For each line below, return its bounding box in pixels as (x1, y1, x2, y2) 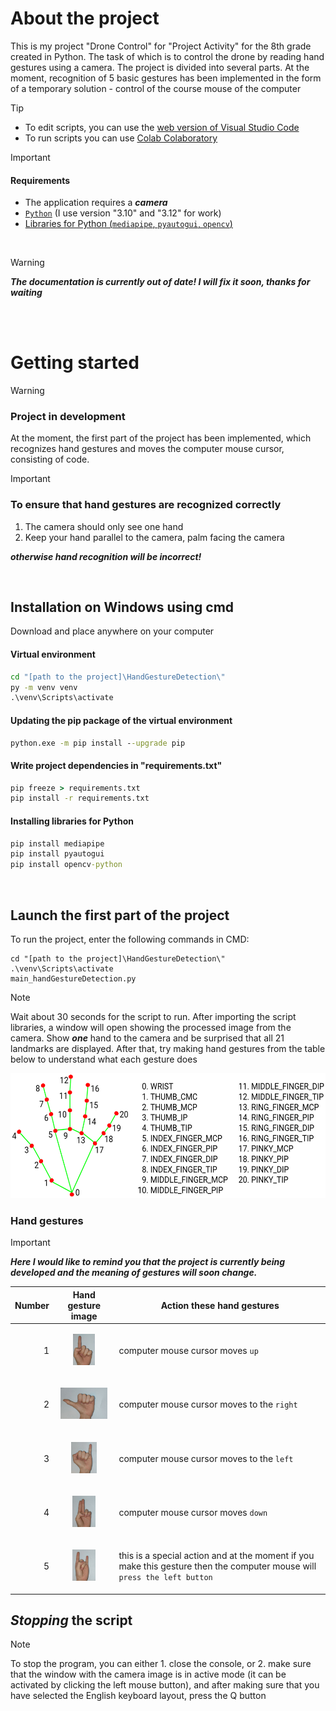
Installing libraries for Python (10, 815, 134, 827)
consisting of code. (10, 453, 90, 466)
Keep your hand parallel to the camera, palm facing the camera (24, 531, 285, 543)
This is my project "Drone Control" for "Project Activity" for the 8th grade (10, 40, 312, 52)
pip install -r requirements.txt (10, 793, 150, 804)
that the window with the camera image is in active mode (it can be (10, 1668, 287, 1681)
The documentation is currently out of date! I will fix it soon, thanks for (10, 276, 311, 288)
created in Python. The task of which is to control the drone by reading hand (10, 50, 325, 62)
